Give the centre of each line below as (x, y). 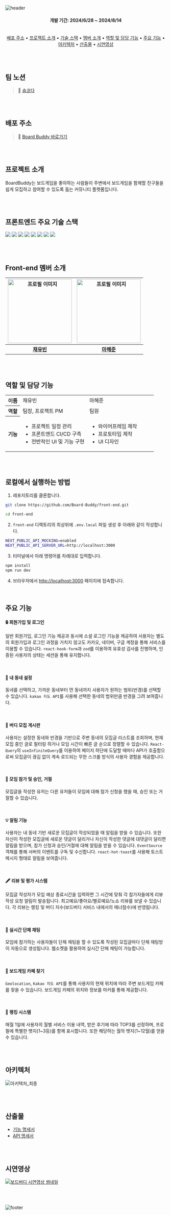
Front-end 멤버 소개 (36, 268)
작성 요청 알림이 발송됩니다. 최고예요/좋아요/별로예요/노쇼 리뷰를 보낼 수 (77, 901)
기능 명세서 (24, 1129)
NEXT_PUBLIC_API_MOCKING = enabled (41, 541)
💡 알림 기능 (16, 820)
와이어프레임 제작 (117, 426)
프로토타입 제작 (115, 434)
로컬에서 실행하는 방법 (38, 482)
